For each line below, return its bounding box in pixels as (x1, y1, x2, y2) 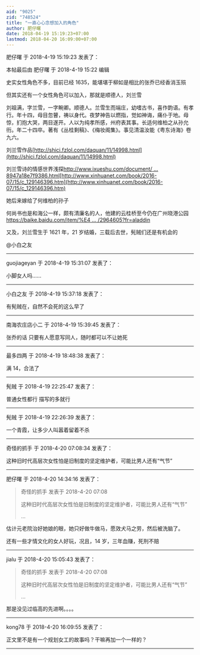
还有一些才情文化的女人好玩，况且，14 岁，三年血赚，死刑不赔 (6, 538, 160, 544)
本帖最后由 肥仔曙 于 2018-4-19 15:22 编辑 (6, 66, 110, 73)
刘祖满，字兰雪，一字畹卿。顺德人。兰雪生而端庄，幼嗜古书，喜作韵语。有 (6, 104, 189, 111)
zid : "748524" (6, 14, 42, 20)
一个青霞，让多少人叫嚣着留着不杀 (6, 427, 90, 433)
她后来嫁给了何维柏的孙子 (6, 197, 69, 204)
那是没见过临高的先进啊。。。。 (6, 605, 77, 612)
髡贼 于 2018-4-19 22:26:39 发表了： (6, 414, 96, 421)
